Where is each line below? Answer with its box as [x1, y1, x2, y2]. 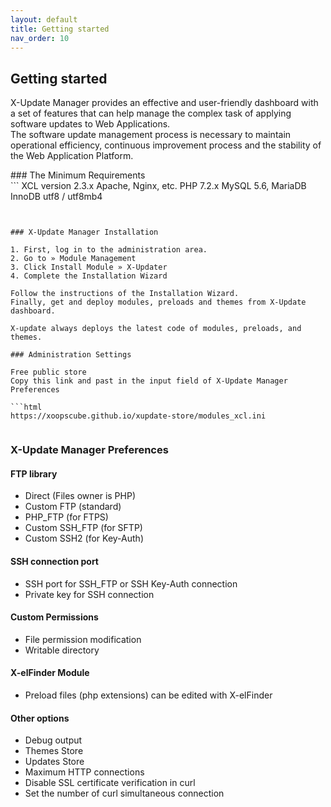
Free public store [10, 367, 87, 378]
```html [10, 402, 43, 413]
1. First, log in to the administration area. [10, 245, 208, 255]
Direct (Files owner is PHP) [24, 490, 136, 502]
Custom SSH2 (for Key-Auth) [24, 532, 144, 545]
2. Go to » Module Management [10, 254, 137, 264]
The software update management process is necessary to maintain [10, 129, 292, 141]
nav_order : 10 [10, 33, 70, 43]
